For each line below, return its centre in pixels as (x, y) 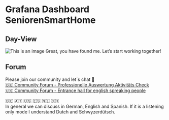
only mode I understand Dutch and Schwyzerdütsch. (60, 112)
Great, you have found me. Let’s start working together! (103, 51)
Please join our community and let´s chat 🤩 (50, 79)
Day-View (21, 39)
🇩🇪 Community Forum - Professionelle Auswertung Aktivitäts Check (77, 84)
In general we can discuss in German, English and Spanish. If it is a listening (84, 106)
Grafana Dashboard (47, 9)
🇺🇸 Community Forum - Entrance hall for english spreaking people (76, 91)
